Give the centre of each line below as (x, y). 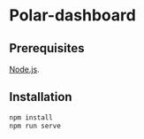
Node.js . (24, 69)
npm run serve (35, 126)
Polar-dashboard (73, 15)
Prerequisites (47, 48)
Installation (41, 97)
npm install (31, 117)
